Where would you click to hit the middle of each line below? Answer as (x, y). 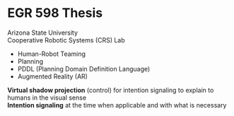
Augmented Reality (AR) (53, 76)
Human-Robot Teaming (52, 54)
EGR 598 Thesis (55, 13)
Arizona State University (43, 33)
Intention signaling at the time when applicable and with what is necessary (117, 105)
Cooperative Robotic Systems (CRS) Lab (66, 40)
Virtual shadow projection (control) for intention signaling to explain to (111, 90)
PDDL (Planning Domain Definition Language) (84, 69)
